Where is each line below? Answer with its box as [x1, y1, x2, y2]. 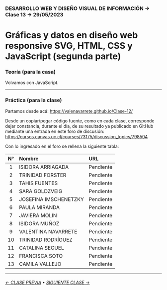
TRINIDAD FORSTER [19, 172, 67, 179]
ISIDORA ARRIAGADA [19, 163, 69, 170]
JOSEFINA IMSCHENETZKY [19, 195, 84, 202]
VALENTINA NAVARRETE [19, 228, 78, 235]
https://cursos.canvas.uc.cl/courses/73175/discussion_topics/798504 [5, 133, 148, 139]
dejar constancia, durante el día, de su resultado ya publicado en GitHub [5, 123, 154, 129]
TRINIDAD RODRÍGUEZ [19, 236, 73, 243]
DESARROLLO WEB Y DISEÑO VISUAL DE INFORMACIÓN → [5, 5, 150, 12]
